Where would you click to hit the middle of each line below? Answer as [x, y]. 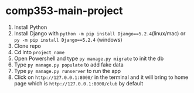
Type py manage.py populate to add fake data [69, 64]
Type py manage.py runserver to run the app [67, 71]
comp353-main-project [64, 11]
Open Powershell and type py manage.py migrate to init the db [89, 58]
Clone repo [28, 46]
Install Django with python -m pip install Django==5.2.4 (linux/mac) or [100, 33]
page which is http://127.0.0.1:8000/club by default [79, 83]
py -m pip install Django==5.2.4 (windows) [68, 39]
